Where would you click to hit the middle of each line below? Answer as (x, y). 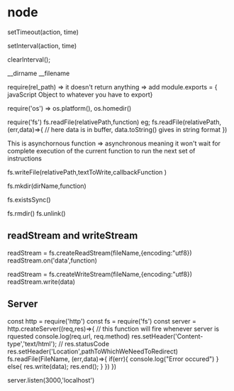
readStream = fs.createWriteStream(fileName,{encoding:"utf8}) (100, 274)
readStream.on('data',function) (52, 260)
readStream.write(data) (41, 282)
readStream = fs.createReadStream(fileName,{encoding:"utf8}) (100, 253)
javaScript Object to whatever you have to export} (80, 94)
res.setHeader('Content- (167, 336)
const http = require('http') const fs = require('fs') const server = (102, 321)
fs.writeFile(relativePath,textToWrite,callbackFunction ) (87, 172)
